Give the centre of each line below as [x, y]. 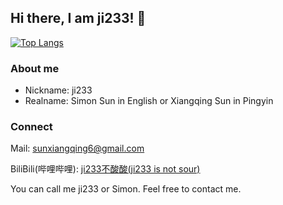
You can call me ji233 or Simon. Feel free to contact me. [126, 189]
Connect [31, 127]
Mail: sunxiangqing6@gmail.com [77, 148]
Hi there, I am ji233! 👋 [78, 18]
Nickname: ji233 [58, 90]
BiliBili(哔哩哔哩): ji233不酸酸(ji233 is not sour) [105, 169]
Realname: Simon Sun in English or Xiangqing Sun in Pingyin [149, 101]
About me [35, 68]
